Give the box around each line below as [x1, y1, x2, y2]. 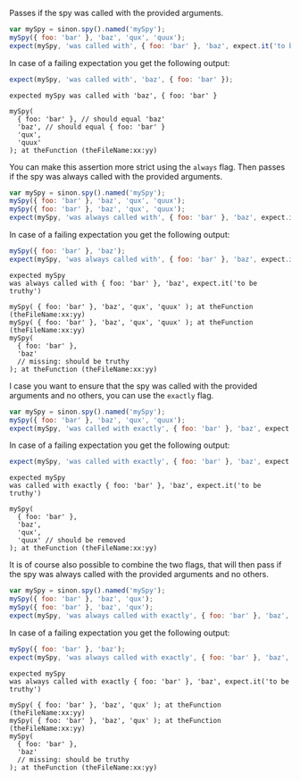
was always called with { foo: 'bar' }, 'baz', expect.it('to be [9, 279, 257, 288]
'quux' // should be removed [17, 536, 126, 545]
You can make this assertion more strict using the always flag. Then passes [9, 161, 286, 172]
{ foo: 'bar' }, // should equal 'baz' [17, 114, 166, 123]
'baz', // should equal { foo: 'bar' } [17, 122, 166, 131]
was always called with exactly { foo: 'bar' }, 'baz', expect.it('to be [9, 676, 290, 686]
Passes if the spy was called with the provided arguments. [9, 8, 224, 18]
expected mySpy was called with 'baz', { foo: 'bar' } [9, 91, 218, 100]
